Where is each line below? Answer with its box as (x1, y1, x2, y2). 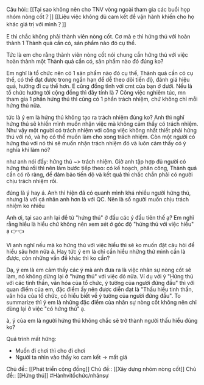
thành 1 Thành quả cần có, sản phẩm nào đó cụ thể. (6, 40, 136, 46)
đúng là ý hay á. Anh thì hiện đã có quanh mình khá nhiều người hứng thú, (6, 189, 191, 196)
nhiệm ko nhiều (6, 202, 45, 209)
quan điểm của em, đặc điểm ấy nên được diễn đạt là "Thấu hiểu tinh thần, (6, 286, 194, 293)
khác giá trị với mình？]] (6, 21, 66, 27)
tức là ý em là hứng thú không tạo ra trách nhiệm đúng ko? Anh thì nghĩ (6, 113, 185, 121)
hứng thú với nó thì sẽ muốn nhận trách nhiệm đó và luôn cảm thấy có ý (6, 140, 186, 146)
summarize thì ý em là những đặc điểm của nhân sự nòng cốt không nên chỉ (6, 299, 197, 306)
